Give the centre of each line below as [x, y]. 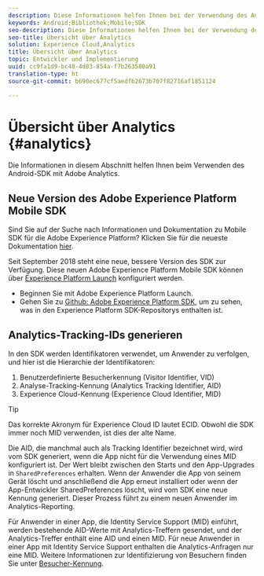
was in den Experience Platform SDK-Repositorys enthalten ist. [121, 310]
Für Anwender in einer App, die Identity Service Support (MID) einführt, [123, 522]
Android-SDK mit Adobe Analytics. [64, 174]
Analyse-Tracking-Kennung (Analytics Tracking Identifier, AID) [120, 386]
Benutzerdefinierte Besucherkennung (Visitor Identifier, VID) [117, 377]
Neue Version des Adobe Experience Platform [123, 198]
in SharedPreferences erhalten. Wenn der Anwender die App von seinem [125, 473]
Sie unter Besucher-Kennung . [56, 563]
